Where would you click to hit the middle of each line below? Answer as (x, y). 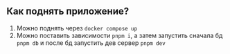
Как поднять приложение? (68, 11)
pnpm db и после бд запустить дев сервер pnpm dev (91, 43)
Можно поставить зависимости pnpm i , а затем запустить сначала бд (120, 35)
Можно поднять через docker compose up (77, 28)
